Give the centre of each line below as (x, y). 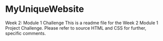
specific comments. (26, 33)
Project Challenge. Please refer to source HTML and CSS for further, (76, 28)
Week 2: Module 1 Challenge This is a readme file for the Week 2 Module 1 (82, 23)
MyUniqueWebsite (45, 9)
